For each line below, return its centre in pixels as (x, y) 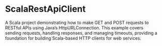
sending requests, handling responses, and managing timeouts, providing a (81, 33)
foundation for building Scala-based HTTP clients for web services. (73, 38)
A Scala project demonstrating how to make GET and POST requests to (77, 23)
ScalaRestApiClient (45, 9)
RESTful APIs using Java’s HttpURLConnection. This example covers (74, 27)
